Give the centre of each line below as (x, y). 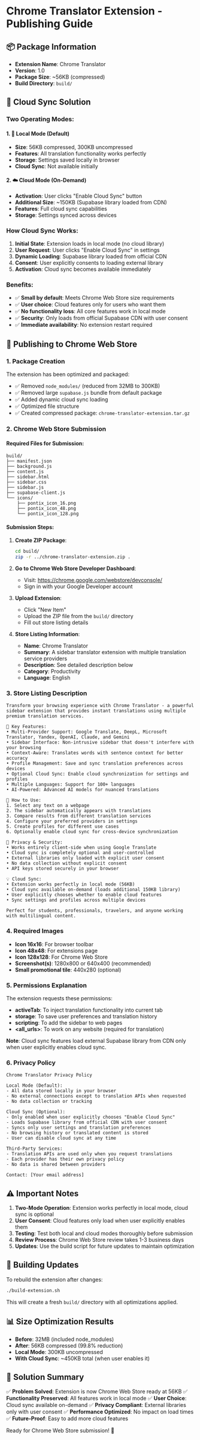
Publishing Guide (50, 24)
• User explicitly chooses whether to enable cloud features (84, 895)
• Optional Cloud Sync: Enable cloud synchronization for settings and (97, 774)
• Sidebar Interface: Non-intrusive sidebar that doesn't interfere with (100, 743)
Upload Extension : (38, 598)
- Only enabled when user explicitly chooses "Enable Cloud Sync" (91, 1117)
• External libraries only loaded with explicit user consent (85, 858)
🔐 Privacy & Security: (34, 842)
